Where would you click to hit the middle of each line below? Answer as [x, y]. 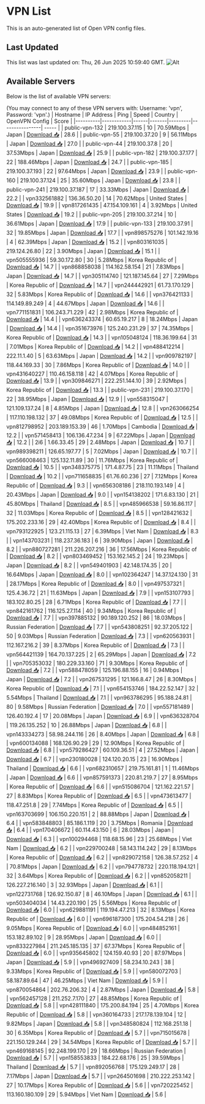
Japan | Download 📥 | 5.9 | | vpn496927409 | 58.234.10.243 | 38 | [90, 962]
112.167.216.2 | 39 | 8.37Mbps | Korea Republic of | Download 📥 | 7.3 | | [95, 645]
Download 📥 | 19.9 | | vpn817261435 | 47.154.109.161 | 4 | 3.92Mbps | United [102, 205]
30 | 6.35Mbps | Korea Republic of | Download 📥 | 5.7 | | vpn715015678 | [98, 1032]
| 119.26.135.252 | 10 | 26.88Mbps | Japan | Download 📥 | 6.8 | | [87, 725]
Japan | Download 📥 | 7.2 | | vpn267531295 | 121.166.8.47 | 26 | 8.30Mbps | [102, 679]
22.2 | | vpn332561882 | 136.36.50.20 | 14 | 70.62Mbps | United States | [97, 198]
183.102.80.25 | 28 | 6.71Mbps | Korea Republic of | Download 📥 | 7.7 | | [96, 602]
